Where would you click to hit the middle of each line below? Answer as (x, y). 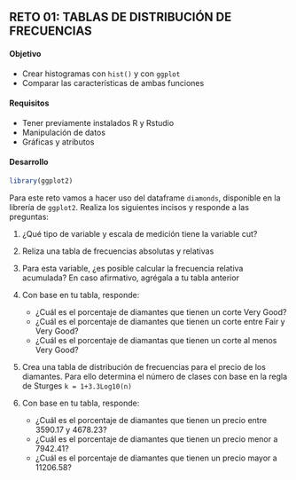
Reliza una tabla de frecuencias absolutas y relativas (118, 251)
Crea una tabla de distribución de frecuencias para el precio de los (144, 366)
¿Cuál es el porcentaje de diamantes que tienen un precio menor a (156, 439)
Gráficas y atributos (58, 142)
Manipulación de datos (64, 132)
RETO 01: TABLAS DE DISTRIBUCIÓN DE (121, 17)
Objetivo (25, 53)
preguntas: (29, 216)
